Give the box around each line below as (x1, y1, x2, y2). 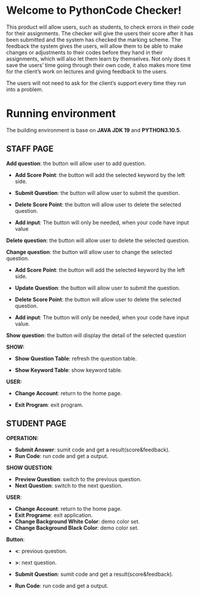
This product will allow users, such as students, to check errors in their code (6, 23, 194, 30)
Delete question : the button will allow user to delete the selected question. (6, 237, 190, 244)
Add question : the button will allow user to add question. (6, 160, 146, 167)
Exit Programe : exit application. (14, 511, 93, 518)
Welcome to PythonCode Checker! (6, 4, 182, 17)
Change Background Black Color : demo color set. (14, 524, 139, 531)
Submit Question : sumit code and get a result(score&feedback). (14, 570, 174, 578)
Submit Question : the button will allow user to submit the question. (14, 189, 180, 196)
